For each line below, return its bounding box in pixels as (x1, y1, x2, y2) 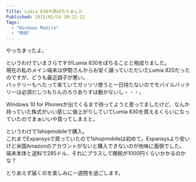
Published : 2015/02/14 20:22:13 (6, 14, 85, 20)
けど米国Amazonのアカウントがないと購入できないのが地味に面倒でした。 (6, 142, 185, 149)
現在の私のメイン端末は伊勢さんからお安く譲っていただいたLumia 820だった (6, 66, 190, 73)
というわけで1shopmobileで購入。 (6, 128, 88, 135)
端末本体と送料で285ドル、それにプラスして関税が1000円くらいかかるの (6, 150, 181, 157)
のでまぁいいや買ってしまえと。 (21, 116, 98, 123)
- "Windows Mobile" (11, 24, 59, 31)
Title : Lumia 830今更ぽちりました (6, 8, 83, 15)
